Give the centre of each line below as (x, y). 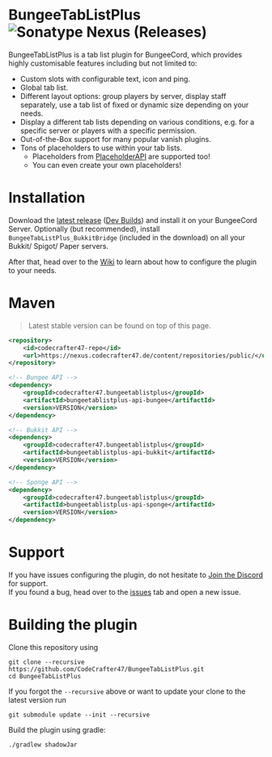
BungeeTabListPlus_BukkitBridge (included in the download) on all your (127, 237)
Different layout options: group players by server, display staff (123, 96)
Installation (47, 198)
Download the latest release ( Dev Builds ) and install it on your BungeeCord (133, 220)
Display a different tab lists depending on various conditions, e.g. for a (137, 122)
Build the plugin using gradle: (57, 729)
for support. (28, 584)
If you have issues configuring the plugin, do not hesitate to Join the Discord (136, 575)
